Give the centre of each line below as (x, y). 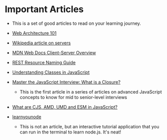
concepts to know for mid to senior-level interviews (73, 97)
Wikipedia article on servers (41, 43)
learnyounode (27, 117)
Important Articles (44, 9)
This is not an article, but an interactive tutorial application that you (89, 126)
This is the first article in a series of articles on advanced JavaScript (91, 91)
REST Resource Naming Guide (44, 62)
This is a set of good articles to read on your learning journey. (77, 23)
